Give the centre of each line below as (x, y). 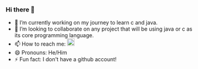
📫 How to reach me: (40, 44)
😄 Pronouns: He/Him (41, 53)
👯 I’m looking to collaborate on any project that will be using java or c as (103, 29)
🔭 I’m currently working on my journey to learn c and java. (86, 23)
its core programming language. (54, 35)
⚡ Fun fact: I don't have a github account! (65, 59)
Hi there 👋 (20, 10)
